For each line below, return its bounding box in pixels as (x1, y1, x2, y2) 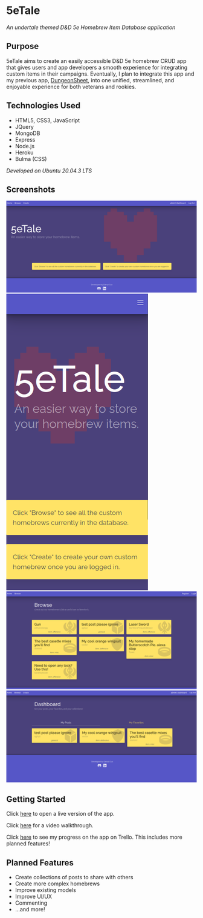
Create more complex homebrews (14, 880, 100, 887)
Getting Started (6, 794, 66, 804)
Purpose (6, 41, 39, 51)
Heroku (14, 149, 34, 156)
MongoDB (14, 130, 40, 137)
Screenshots (6, 184, 56, 194)
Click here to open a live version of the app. (6, 810, 115, 818)
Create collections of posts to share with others (14, 874, 134, 881)
